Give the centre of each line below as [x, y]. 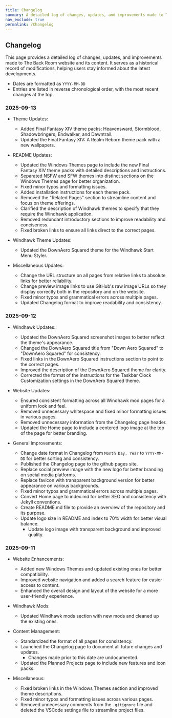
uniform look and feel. [44, 406]
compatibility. [35, 574]
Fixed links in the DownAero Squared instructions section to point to [92, 358]
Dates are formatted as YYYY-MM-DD [49, 84]
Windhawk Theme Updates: [42, 240]
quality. [36, 534]
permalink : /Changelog [29, 24]
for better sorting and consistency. [63, 458]
